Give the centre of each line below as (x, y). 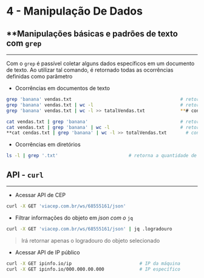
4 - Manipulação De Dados (74, 11)
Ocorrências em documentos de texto (63, 88)
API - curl (25, 175)
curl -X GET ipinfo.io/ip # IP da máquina (93, 263)
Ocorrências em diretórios (48, 145)
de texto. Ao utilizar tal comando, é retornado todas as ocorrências (90, 70)
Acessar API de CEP (40, 195)
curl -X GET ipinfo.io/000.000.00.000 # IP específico (93, 269)
